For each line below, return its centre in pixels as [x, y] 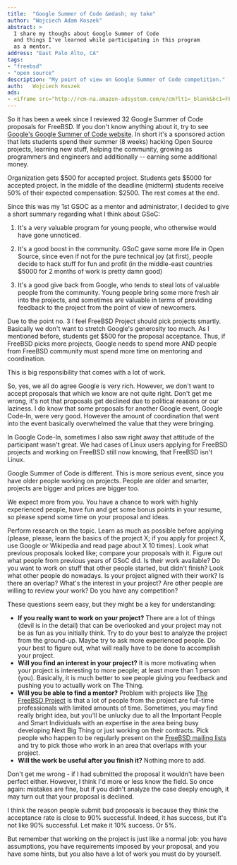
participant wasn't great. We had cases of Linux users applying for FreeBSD [117, 444]
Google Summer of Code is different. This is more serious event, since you [116, 473]
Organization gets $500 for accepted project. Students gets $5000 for [109, 178]
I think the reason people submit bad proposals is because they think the [113, 810]
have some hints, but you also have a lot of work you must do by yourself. [114, 854]
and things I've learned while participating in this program [107, 40]
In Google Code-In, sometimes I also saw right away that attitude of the [111, 437]
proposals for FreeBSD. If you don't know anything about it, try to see [108, 127]
